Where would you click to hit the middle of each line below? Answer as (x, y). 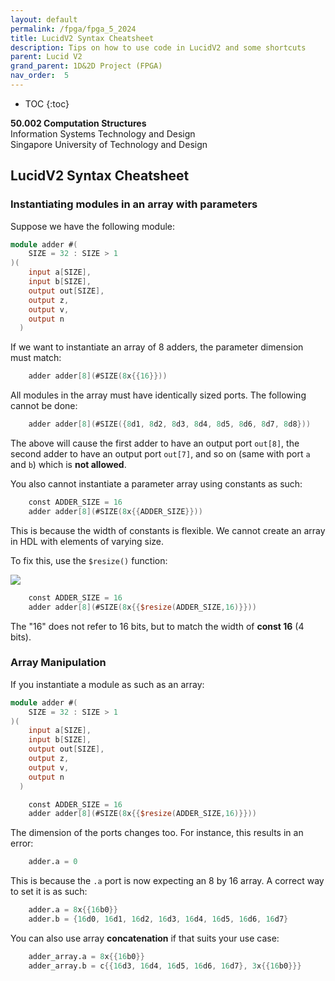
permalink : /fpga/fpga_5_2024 (73, 29)
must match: (36, 358)
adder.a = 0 (53, 862)
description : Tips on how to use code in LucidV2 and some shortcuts (158, 47)
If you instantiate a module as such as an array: (107, 684)
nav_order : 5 (40, 76)
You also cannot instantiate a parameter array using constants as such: (156, 484)
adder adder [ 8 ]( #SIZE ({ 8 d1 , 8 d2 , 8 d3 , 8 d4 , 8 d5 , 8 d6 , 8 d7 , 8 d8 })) (170, 424)
